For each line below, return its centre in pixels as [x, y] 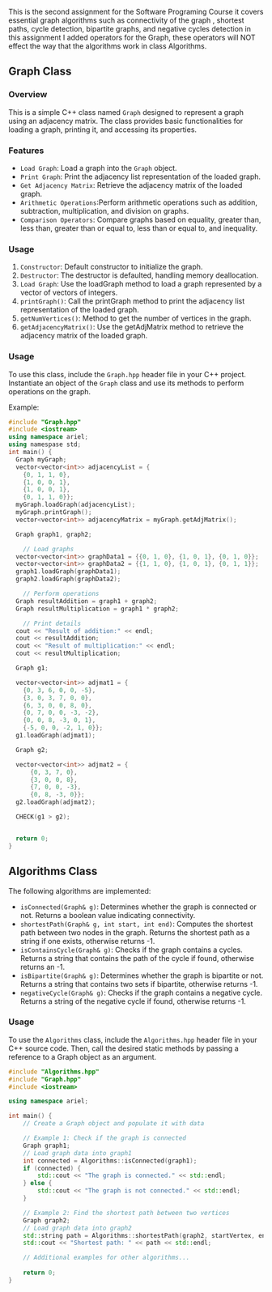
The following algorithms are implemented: [80, 890]
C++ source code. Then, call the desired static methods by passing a [123, 1048]
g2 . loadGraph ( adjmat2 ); [55, 802]
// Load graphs [49, 549]
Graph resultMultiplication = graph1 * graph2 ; [98, 609]
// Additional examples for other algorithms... [106, 1258]
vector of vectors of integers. [69, 293]
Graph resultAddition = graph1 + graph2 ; [87, 601]
